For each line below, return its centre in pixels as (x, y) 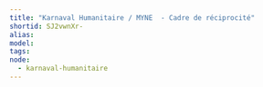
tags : (20, 52)
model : (22, 43)
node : (20, 60)
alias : (22, 34)
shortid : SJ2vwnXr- (47, 26)
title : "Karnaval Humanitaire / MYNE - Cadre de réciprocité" (132, 18)
